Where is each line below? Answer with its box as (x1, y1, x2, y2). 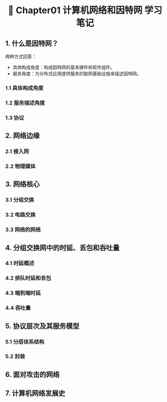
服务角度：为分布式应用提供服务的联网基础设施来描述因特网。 (12, 70, 142, 77)
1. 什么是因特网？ (5, 39, 59, 48)
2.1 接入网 (5, 148, 29, 155)
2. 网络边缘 (5, 131, 40, 140)
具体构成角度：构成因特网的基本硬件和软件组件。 (12, 64, 115, 70)
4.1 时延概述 (5, 260, 34, 267)
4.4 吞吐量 (5, 305, 31, 312)
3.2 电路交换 (5, 211, 36, 218)
